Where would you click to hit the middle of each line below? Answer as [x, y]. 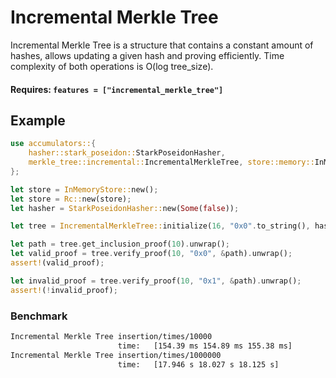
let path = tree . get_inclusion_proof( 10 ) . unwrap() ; [120, 244]
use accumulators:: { [53, 144]
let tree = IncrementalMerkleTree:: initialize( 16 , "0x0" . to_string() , [160, 226]
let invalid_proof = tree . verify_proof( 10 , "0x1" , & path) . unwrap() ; [156, 281]
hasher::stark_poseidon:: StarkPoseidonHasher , [127, 153]
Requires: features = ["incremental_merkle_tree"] [117, 89]
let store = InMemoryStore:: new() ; [84, 189]
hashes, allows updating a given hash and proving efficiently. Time [147, 55]
